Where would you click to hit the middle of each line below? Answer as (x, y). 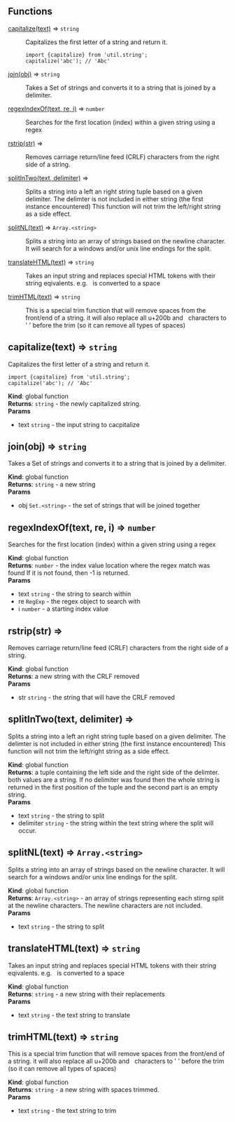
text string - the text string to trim (67, 1111)
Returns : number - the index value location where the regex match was (109, 566)
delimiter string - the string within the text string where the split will (116, 823)
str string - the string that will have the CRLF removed (97, 698)
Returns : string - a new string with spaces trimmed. (84, 1090)
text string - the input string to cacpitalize (79, 424)
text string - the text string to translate (74, 1015)
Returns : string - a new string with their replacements (86, 994)
